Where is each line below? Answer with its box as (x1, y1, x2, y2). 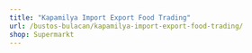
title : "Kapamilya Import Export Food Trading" (9, 13, 192, 22)
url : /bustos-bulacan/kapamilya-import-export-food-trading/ (9, 22, 244, 31)
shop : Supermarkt (9, 30, 75, 39)
